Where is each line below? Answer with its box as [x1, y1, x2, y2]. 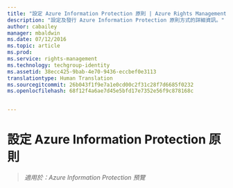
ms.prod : [7, 49, 33, 56]
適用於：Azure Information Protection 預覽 [24, 173, 146, 182]
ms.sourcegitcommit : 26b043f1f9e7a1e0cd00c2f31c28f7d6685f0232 [7, 81, 194, 88]
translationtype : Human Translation [7, 74, 113, 82]
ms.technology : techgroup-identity [7, 62, 110, 69]
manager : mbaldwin [7, 29, 60, 37]
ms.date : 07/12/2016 [7, 36, 67, 43]
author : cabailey [7, 23, 58, 30]
